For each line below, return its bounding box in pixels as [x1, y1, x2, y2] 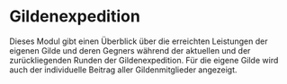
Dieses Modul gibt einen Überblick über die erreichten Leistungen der [9, 36, 268, 46]
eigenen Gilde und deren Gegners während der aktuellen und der [9, 45, 251, 55]
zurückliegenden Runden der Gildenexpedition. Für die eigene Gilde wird [9, 55, 279, 65]
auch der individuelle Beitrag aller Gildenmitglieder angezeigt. [9, 64, 238, 75]
